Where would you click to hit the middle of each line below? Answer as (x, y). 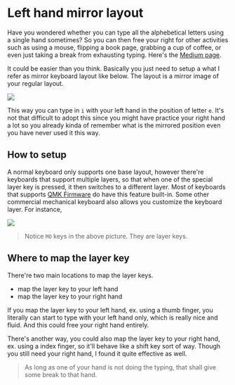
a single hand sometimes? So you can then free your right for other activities (118, 39)
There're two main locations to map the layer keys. (80, 275)
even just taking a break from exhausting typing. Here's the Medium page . (115, 55)
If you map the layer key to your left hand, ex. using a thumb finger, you (110, 310)
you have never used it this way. (54, 132)
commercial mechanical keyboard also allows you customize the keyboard (115, 201)
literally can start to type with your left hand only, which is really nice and (113, 317)
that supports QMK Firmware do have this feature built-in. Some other (108, 194)
